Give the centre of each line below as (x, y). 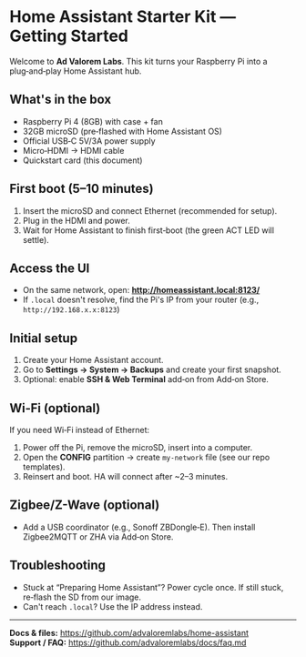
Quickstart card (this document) (82, 160)
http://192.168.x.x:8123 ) (71, 309)
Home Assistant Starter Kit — (123, 17)
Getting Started (69, 36)
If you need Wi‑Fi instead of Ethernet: (80, 430)
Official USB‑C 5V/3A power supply (89, 141)
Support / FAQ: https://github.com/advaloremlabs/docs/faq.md (128, 642)
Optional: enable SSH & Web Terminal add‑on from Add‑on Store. (145, 379)
